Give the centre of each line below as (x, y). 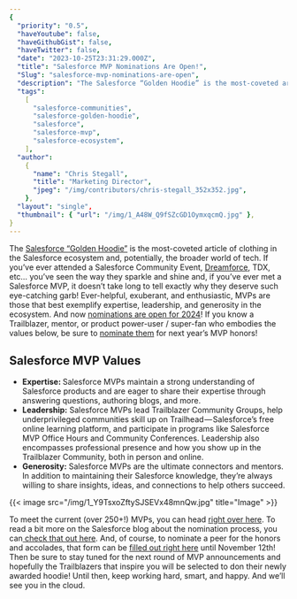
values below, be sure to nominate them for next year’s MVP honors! (133, 333)
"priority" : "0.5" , (53, 26)
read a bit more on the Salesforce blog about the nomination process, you (144, 529)
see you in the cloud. (47, 586)
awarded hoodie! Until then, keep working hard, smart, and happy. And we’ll (147, 576)
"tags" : (31, 91)
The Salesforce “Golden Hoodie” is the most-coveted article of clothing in (143, 248)
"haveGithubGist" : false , (65, 42)
